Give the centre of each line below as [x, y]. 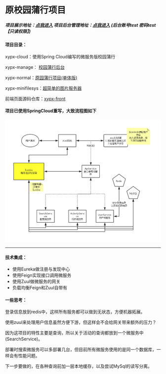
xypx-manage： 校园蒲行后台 [35, 67]
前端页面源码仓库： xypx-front [35, 98]
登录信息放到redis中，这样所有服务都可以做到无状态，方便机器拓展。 [75, 312]
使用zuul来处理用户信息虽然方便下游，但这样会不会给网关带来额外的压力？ [81, 323]
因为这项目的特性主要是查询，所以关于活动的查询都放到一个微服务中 [74, 333]
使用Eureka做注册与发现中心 [41, 269]
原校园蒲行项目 [36, 10]
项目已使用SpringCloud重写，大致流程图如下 [51, 111]
